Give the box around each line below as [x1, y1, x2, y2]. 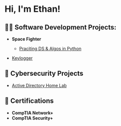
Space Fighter [11, 36, 41, 42]
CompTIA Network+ [11, 110, 54, 116]
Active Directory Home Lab [11, 82, 67, 88]
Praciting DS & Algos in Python [19, 46, 82, 51]
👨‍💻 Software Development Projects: [4, 23, 117, 31]
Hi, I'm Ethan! [4, 3, 61, 15]
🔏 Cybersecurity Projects [4, 69, 84, 78]
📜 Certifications [4, 97, 54, 105]
